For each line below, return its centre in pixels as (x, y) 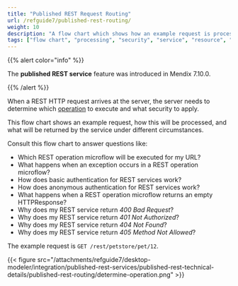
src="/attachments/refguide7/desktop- (94, 260)
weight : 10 (23, 27)
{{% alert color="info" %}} (46, 60)
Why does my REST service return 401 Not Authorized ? (98, 218)
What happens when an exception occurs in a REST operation (108, 165)
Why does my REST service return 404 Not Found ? (92, 225)
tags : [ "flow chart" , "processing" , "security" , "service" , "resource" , (117, 40)
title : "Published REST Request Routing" (69, 14)
